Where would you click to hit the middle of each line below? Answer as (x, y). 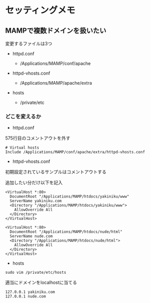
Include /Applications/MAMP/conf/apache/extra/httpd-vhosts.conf (75, 152)
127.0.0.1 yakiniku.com (30, 292)
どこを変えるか (23, 116)
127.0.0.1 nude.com (26, 296)
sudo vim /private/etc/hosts (36, 273)
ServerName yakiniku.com (36, 201)
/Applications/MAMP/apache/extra (56, 83)
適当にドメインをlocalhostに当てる (41, 282)
